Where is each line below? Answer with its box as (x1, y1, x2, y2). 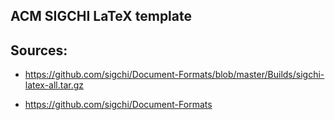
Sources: (10, 42, 68, 59)
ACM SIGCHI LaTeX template (10, 8, 192, 25)
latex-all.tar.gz (24, 79, 85, 91)
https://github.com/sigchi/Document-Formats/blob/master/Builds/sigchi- (24, 69, 325, 81)
